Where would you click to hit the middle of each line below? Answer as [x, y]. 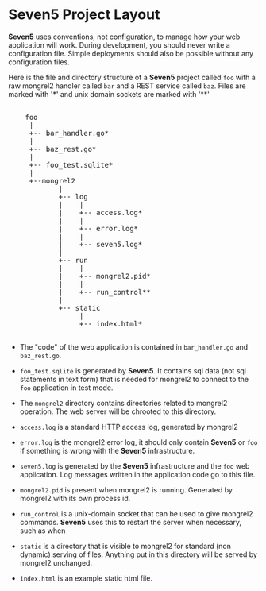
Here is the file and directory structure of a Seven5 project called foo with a [132, 77]
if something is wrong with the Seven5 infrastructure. [107, 450]
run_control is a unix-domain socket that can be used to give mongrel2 [136, 513]
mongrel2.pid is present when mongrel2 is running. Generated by [126, 489]
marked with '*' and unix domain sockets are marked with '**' [109, 94]
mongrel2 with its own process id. [75, 498]
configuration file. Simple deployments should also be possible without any [131, 53]
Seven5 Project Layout [84, 15]
